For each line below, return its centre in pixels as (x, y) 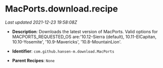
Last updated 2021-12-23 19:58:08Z (41, 22)
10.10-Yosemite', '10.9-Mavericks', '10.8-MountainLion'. (67, 41)
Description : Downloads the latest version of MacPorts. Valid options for (85, 31)
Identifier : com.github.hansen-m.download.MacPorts (63, 51)
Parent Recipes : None (33, 60)
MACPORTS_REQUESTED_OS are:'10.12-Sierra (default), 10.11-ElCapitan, (84, 37)
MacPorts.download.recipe (62, 9)
